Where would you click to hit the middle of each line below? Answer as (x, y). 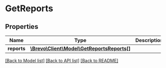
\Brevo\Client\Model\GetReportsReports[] (81, 48)
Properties (22, 27)
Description (149, 40)
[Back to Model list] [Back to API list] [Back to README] (62, 61)
